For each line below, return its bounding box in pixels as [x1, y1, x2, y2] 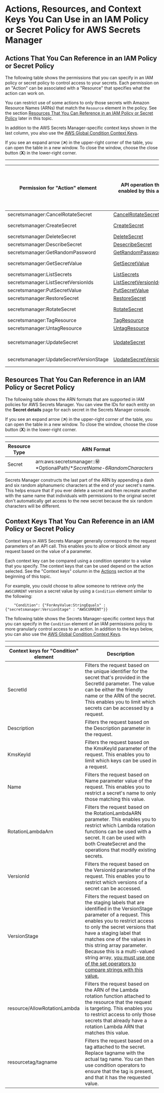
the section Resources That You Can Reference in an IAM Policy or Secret [5, 110, 153, 116]
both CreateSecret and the [84, 840, 146, 847]
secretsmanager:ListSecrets [7, 271, 72, 277]
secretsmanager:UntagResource [7, 325, 82, 331]
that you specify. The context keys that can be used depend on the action [5, 563, 154, 569]
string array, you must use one [84, 954, 155, 961]
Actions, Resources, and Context [5, 3, 142, 15]
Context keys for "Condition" [9, 647, 79, 654]
